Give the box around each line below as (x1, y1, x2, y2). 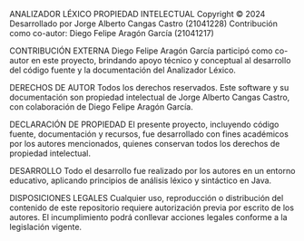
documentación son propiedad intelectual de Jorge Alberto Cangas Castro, (9, 92, 290, 102)
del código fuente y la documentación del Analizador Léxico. (9, 64, 236, 75)
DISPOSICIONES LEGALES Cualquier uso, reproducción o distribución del (9, 193, 284, 203)
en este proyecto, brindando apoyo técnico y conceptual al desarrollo (31, 55, 291, 65)
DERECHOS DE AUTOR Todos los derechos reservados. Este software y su (9, 82, 289, 92)
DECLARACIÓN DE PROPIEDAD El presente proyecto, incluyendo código (9, 119, 279, 130)
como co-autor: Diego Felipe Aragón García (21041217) (9, 28, 215, 38)
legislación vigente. (9, 222, 83, 232)
